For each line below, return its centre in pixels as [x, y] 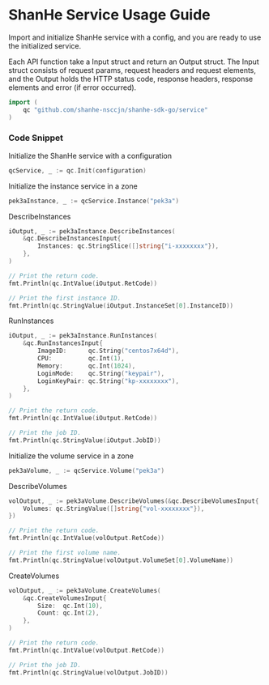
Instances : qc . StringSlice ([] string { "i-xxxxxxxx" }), [128, 246]
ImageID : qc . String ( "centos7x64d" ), [109, 351]
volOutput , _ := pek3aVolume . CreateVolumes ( [85, 590]
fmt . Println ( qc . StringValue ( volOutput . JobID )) [88, 672]
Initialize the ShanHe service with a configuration [90, 155]
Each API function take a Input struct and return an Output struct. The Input [134, 62]
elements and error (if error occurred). [73, 87]
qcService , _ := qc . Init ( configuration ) [78, 170]
